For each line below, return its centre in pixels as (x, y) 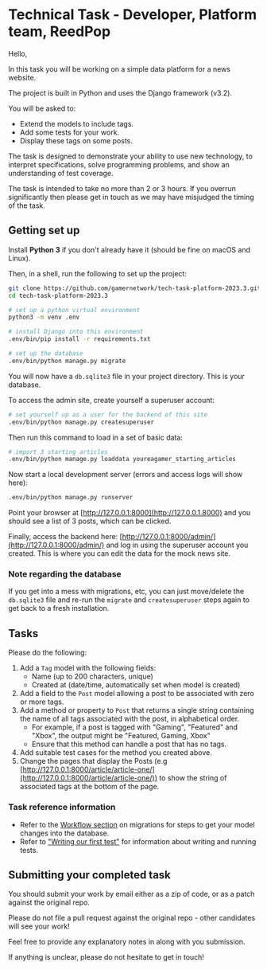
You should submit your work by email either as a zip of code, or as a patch (132, 894)
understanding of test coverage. (61, 173)
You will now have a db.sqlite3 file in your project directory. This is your (126, 376)
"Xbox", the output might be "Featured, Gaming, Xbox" (121, 736)
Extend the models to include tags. (76, 123)
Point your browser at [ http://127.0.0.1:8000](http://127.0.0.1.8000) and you (130, 513)
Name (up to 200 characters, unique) (92, 677)
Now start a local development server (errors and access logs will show (126, 475)
